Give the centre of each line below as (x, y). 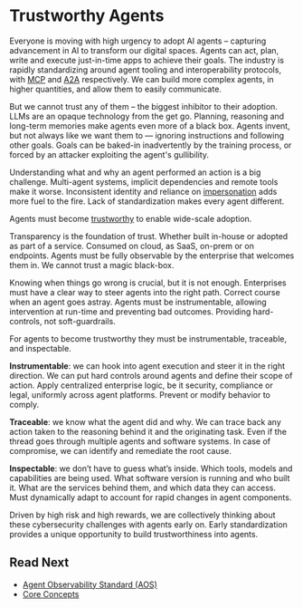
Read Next (39, 563)
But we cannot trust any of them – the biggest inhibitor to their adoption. (144, 106)
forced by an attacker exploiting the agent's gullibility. (109, 154)
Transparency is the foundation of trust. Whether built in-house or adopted (149, 236)
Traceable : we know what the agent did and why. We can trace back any (146, 421)
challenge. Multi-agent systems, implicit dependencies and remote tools (144, 181)
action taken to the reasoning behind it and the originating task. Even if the (148, 431)
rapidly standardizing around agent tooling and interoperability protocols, (146, 70)
